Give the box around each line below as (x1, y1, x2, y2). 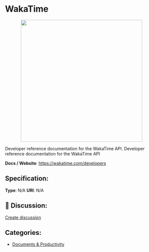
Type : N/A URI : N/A (5, 187, 44, 193)
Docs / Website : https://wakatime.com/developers (5, 160, 106, 166)
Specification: (5, 174, 49, 183)
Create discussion (5, 214, 41, 220)
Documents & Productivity (12, 241, 65, 247)
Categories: (5, 228, 42, 237)
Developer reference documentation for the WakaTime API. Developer (5, 145, 145, 152)
